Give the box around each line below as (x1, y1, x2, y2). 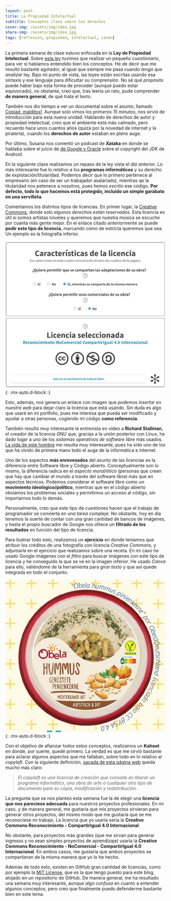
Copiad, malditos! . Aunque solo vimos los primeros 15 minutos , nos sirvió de (5, 109, 165, 115)
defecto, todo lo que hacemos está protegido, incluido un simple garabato (5, 188, 165, 194)
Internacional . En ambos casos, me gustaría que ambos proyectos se (5, 849, 152, 855)
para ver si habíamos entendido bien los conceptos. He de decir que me (5, 61, 157, 66)
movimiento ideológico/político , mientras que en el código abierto (5, 484, 146, 490)
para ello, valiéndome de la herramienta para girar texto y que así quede (5, 564, 157, 570)
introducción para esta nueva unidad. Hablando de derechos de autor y (5, 114, 155, 120)
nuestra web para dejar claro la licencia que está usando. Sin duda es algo (5, 404, 162, 411)
